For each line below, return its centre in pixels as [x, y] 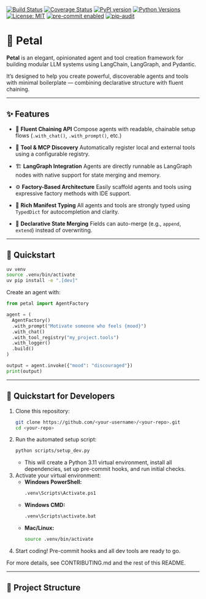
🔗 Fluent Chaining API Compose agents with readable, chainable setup [105, 129]
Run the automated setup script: [56, 440]
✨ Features [28, 114]
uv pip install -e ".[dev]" [42, 281]
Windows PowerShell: [53, 482]
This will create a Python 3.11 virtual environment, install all [98, 462]
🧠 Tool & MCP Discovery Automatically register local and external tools [105, 147]
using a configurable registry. [52, 154]
